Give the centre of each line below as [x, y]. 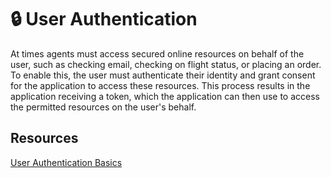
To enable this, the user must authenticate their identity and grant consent [163, 75]
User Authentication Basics [66, 162]
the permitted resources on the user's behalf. [103, 107]
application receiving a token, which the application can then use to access [165, 96]
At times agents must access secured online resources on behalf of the [157, 53]
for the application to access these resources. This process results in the [160, 85]
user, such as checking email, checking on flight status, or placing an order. [166, 64]
